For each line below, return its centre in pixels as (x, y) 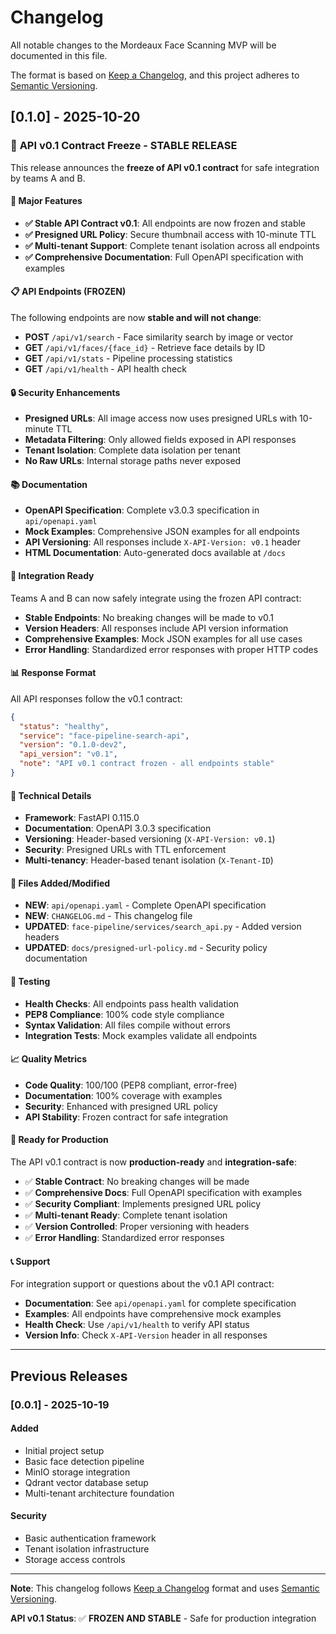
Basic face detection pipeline (84, 1461)
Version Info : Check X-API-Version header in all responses (146, 1335)
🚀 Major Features (46, 201)
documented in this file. (59, 55)
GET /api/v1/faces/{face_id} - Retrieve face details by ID (145, 348)
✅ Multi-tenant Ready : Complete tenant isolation (126, 1215)
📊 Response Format (53, 673)
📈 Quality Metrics (49, 1059)
